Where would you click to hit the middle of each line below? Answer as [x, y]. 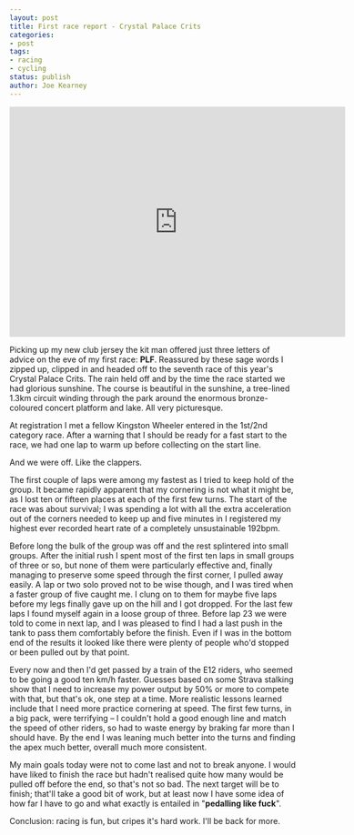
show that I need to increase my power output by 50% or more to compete [149, 689]
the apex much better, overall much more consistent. [108, 747]
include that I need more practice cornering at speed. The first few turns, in [151, 708]
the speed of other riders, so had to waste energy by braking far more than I [152, 728]
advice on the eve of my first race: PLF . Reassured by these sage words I [147, 359]
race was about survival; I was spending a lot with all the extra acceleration [150, 508]
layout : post [34, 18]
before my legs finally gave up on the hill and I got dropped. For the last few [151, 604]
